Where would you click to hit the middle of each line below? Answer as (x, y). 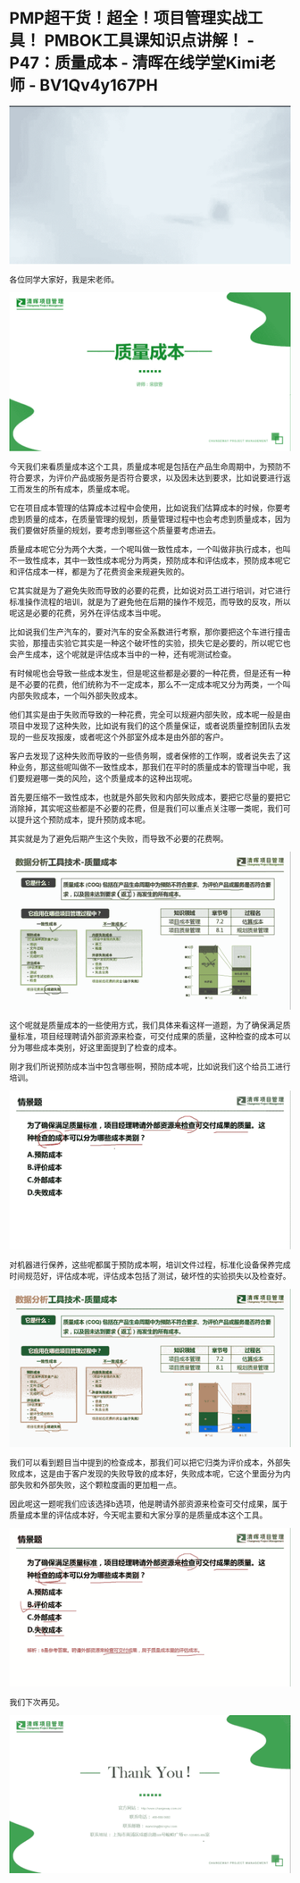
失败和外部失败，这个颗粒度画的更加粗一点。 (99, 1485)
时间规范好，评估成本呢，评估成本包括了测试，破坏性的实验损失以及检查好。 (150, 1275)
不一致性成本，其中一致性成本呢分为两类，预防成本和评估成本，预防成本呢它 (150, 560)
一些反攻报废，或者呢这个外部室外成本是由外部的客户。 (126, 736)
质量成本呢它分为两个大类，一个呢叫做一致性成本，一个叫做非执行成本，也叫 (150, 549)
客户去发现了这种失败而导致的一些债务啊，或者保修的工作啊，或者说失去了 (146, 755)
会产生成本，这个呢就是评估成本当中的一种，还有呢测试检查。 (123, 654)
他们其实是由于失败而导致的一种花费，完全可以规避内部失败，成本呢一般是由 (150, 714)
